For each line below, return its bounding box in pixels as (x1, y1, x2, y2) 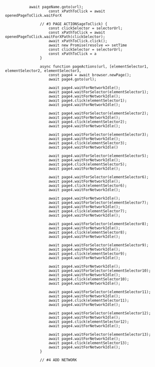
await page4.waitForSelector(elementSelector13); (48, 332, 151, 337)
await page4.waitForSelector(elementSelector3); (48, 132, 149, 137)
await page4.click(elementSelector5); (48, 162, 127, 167)
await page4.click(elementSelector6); (48, 183, 127, 188)
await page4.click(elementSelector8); (48, 230, 127, 235)
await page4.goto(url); (48, 77, 97, 82)
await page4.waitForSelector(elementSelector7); (48, 200, 149, 205)
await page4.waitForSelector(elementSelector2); (48, 111, 149, 116)
